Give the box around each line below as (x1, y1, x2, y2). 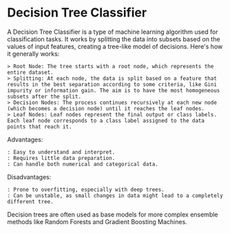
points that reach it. (7, 123, 72, 130)
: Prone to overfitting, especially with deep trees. (7, 186, 165, 193)
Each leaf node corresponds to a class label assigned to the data (7, 117, 205, 124)
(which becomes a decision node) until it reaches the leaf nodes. (7, 105, 205, 112)
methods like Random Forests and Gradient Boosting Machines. (7, 217, 187, 225)
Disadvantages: (7, 172, 52, 181)
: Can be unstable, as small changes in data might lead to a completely (7, 192, 224, 199)
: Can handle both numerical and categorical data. (7, 161, 158, 168)
